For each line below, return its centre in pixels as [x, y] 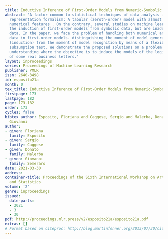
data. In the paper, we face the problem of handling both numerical [83, 33]
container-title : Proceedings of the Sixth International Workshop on [80, 178]
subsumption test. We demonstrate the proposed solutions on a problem [86, 47]
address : [14, 173]
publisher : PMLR [22, 71]
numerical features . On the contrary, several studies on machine [81, 24]
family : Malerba [26, 154]
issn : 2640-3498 [22, 75]
